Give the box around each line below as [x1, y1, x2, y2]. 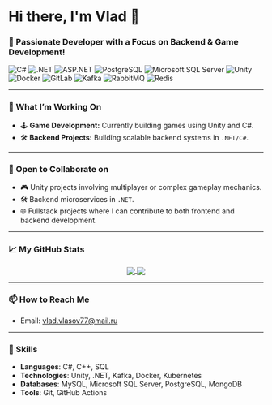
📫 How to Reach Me [8, 294, 90, 305]
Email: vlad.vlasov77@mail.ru [19, 316, 118, 325]
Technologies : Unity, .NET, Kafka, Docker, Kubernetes [19, 371, 202, 381]
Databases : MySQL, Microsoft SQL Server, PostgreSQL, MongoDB [19, 379, 243, 389]
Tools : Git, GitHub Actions [19, 388, 108, 398]
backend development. [19, 215, 97, 226]
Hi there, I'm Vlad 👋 [8, 7, 140, 26]
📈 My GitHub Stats [8, 243, 85, 255]
